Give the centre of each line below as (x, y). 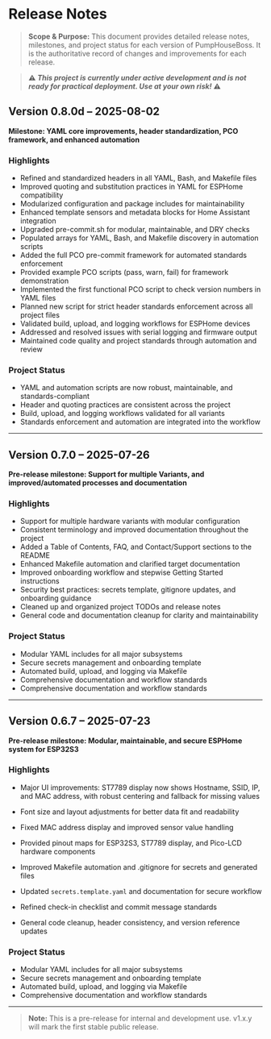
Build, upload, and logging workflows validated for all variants (123, 414)
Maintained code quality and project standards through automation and (138, 341)
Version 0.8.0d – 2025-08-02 (84, 112)
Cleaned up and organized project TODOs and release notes (120, 607)
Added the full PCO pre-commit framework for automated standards (133, 256)
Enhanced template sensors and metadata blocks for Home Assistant (135, 212)
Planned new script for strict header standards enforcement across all (136, 306)
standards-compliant (55, 397)
